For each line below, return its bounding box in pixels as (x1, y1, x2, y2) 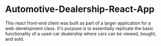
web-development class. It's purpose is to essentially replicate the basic (5, 25, 154, 31)
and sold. (5, 36, 24, 42)
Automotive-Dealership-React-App (5, 3, 155, 15)
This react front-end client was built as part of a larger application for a (5, 20, 151, 26)
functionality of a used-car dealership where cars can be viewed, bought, (5, 30, 157, 36)
